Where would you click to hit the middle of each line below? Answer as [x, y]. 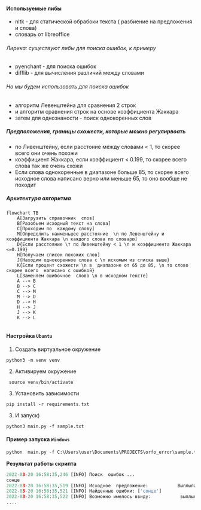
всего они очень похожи [46, 153]
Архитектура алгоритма [39, 198]
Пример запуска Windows [38, 439]
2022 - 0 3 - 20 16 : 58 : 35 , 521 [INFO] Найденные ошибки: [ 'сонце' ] [84, 491]
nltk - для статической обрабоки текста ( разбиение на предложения [103, 22]
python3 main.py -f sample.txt [45, 426]
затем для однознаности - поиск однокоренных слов [83, 118]
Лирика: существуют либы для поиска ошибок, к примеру [81, 48]
